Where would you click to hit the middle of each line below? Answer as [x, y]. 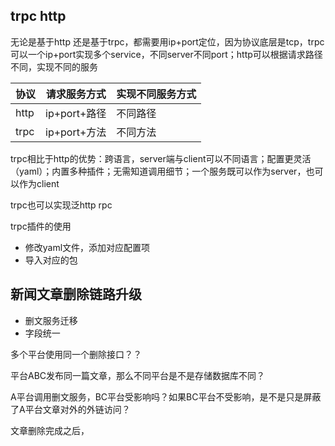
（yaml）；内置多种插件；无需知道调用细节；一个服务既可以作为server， [158, 171]
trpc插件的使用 [41, 226]
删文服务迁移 [51, 320]
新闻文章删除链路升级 [76, 294]
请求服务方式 [76, 94]
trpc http [38, 16]
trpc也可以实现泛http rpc [61, 205]
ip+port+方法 [76, 132]
